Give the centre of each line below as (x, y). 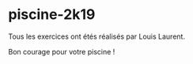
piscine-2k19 (52, 15)
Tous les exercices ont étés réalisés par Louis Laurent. (97, 36)
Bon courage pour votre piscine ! (62, 51)
